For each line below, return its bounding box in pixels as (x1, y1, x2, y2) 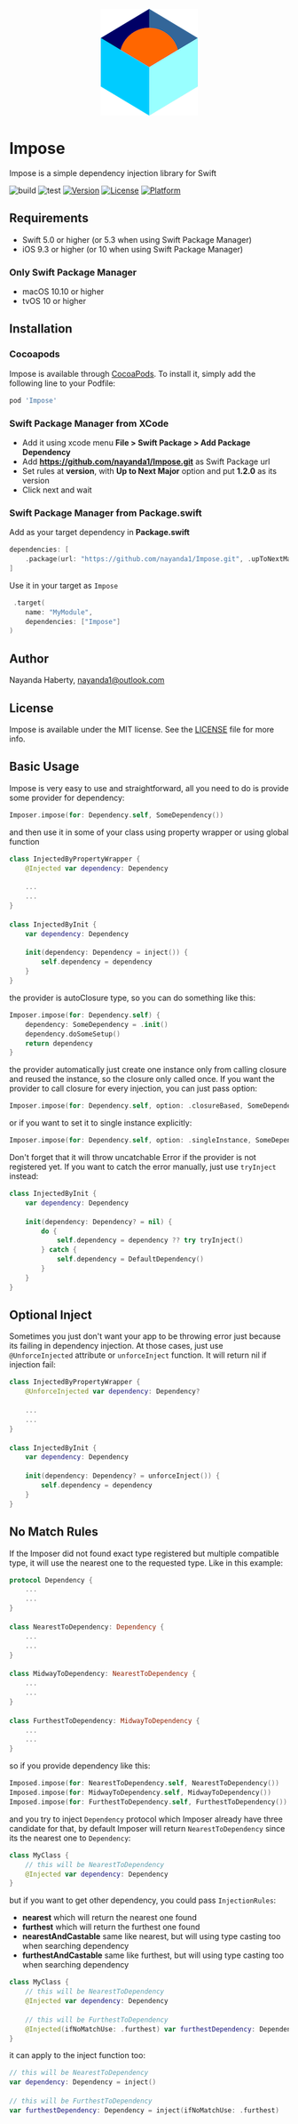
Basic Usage (9, 759, 80, 774)
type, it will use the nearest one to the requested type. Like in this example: (9, 1557, 284, 1568)
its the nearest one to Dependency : (9, 1832, 131, 1843)
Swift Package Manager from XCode (9, 417, 169, 429)
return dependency (25, 1038, 93, 1048)
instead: (9, 1171, 39, 1182)
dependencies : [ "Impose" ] (25, 617, 122, 626)
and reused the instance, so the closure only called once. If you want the (9, 1074, 275, 1085)
